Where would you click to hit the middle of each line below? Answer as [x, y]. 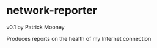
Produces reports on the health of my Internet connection [79, 38]
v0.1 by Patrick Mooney [36, 27]
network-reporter [52, 10]
